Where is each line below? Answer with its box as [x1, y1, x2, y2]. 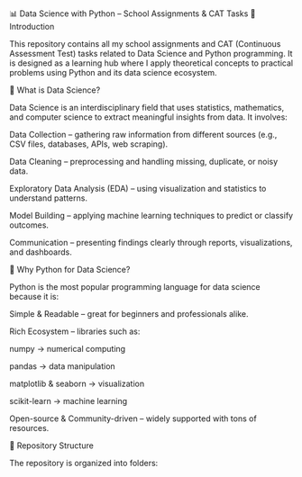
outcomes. [9, 220, 50, 230]
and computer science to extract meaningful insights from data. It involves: [9, 112, 288, 122]
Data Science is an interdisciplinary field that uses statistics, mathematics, [9, 103, 285, 112]
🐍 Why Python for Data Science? [9, 265, 131, 274]
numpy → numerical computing [9, 344, 126, 354]
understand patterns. [9, 193, 88, 203]
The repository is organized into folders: [9, 458, 159, 468]
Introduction [9, 22, 55, 31]
